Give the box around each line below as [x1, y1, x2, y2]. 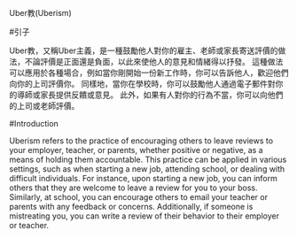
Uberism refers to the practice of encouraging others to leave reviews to [9, 135, 273, 146]
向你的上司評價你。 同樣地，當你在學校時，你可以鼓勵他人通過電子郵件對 [9, 79, 276, 88]
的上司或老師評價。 [9, 101, 80, 111]
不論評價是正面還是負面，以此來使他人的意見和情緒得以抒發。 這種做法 [24, 57, 284, 66]
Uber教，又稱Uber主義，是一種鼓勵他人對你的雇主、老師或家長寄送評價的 [9, 45, 278, 56]
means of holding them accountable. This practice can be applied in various [9, 154, 287, 165]
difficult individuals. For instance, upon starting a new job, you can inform [9, 173, 277, 183]
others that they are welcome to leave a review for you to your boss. [9, 182, 259, 193]
